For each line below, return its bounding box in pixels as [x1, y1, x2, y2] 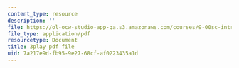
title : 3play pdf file [7, 43, 75, 50]
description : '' [7, 17, 55, 24]
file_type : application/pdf [7, 30, 91, 38]
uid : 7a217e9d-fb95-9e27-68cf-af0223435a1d [7, 50, 139, 57]
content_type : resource [7, 10, 78, 18]
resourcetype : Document [7, 37, 78, 44]
